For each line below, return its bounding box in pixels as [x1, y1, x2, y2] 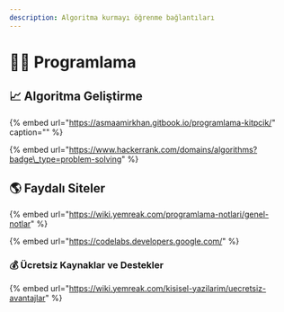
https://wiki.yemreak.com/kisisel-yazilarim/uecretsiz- [68, 282, 267, 293]
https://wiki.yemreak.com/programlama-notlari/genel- [68, 209, 270, 220]
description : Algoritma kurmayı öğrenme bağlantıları [9, 13, 216, 22]
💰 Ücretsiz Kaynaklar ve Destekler [9, 259, 164, 272]
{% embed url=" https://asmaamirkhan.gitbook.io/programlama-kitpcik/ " [9, 117, 276, 128]
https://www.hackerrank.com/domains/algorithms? [68, 144, 258, 155]
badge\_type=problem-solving [9, 154, 122, 165]
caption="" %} [9, 127, 64, 138]
